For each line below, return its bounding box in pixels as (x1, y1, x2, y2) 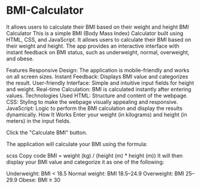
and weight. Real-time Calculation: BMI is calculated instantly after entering (6, 85, 191, 93)
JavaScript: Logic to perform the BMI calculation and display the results (6, 104, 182, 112)
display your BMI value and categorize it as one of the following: (6, 158, 165, 165)
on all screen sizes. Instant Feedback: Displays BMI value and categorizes (6, 73, 188, 80)
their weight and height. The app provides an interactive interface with (6, 42, 179, 50)
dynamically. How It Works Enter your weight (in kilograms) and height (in (6, 111, 187, 118)
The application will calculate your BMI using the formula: (6, 140, 148, 147)
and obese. (6, 55, 34, 62)
